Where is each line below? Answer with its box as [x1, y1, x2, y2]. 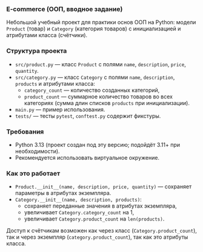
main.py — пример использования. [15, 106, 105, 113]
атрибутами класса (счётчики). [6, 32, 88, 39]
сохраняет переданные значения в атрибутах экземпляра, [24, 202, 177, 209]
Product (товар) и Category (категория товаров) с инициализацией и [6, 25, 181, 32]
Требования [6, 127, 44, 135]
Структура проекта [6, 47, 67, 55]
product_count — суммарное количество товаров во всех [24, 93, 173, 100]
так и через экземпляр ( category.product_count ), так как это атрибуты [6, 233, 188, 241]
